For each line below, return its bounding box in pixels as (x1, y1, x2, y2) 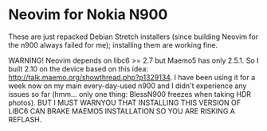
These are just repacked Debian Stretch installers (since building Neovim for (8, 32, 259, 41)
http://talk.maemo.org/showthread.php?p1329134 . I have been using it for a (8, 72, 256, 82)
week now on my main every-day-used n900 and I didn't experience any (8, 81, 247, 91)
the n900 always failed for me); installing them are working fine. (8, 40, 218, 49)
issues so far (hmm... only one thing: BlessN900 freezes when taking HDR (8, 89, 252, 98)
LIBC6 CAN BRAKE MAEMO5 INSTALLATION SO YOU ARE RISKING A (8, 106, 235, 116)
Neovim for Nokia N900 (8, 6, 168, 24)
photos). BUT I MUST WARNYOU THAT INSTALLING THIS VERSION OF (8, 98, 241, 107)
